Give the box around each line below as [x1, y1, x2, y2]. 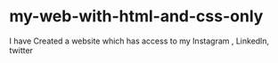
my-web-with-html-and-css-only [9, 6, 264, 27]
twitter [9, 44, 34, 55]
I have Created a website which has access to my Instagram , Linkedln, [9, 35, 270, 46]
